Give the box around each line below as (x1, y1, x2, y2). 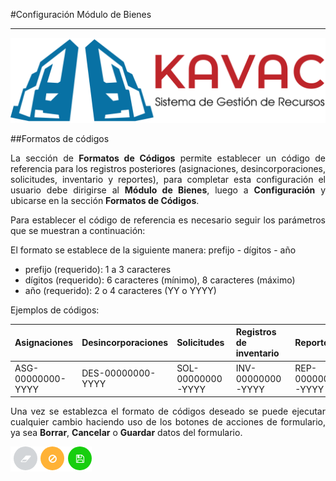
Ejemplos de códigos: (10, 304, 100, 316)
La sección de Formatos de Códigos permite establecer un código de (10, 152, 326, 164)
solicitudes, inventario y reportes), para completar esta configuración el (10, 173, 326, 185)
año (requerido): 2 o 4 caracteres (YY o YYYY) (24, 284, 217, 296)
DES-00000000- (81, 367, 157, 379)
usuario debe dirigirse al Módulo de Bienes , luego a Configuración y (10, 184, 327, 196)
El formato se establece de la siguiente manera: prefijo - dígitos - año (10, 244, 297, 256)
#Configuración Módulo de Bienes (10, 9, 152, 20)
